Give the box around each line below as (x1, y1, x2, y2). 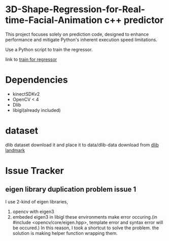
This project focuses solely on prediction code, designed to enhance (5, 31, 149, 37)
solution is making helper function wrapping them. (12, 230, 118, 236)
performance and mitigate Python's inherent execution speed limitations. (5, 37, 157, 43)
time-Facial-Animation (5, 14, 103, 26)
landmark (5, 147, 25, 153)
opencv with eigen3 (12, 208, 54, 215)
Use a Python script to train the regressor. (5, 46, 93, 52)
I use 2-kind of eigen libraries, (5, 198, 69, 204)
